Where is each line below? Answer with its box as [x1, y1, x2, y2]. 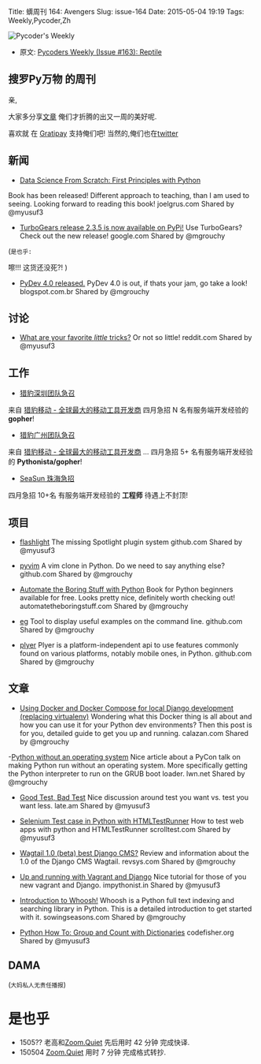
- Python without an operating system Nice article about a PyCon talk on [8, 752, 241, 761]
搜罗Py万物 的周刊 [8, 73, 97, 86]
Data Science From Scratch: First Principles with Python [19, 175, 201, 185]
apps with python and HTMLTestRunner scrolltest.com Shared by [19, 824, 231, 834]
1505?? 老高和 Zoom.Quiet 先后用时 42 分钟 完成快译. [19, 1037, 190, 1047]
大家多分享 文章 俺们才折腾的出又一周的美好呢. [8, 111, 157, 121]
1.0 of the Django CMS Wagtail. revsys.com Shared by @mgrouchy [19, 857, 236, 866]
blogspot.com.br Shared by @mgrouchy [19, 286, 150, 296]
